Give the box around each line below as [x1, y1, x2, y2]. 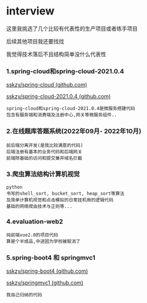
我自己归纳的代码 [6, 292, 43, 298]
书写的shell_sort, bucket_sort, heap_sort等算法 [6, 190, 125, 196]
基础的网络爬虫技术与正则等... [6, 203, 73, 209]
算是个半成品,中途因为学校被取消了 [6, 239, 81, 245]
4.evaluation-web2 [6, 217, 64, 225]
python [6, 184, 23, 190]
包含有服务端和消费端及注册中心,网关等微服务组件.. [6, 112, 117, 118]
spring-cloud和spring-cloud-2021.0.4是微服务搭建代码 [6, 105, 136, 112]
